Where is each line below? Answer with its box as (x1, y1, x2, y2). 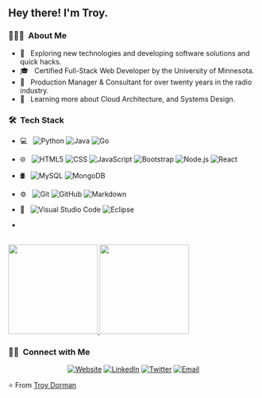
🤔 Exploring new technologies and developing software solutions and (19, 48, 250, 58)
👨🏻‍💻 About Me (8, 30, 67, 41)
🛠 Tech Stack (8, 115, 65, 126)
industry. (19, 85, 49, 95)
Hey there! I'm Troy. (8, 6, 109, 20)
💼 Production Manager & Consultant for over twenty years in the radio (19, 77, 252, 87)
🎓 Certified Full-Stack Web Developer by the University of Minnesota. (19, 65, 255, 75)
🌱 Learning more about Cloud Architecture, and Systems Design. (19, 94, 236, 103)
